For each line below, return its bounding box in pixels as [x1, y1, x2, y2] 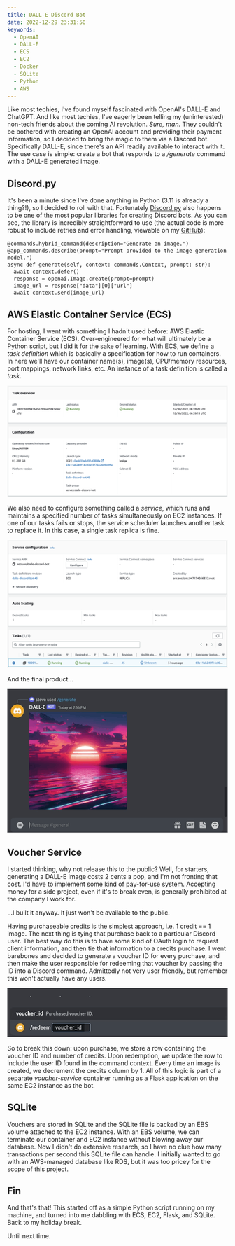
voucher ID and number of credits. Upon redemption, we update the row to [7, 1051, 223, 1060]
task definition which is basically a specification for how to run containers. [7, 349, 222, 357]
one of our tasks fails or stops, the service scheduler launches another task [7, 519, 225, 527]
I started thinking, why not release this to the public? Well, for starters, [7, 865, 210, 873]
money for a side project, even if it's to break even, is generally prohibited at [7, 887, 227, 896]
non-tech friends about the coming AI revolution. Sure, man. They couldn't [7, 120, 222, 129]
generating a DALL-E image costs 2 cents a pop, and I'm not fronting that [7, 873, 218, 881]
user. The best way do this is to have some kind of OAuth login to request [7, 937, 219, 946]
